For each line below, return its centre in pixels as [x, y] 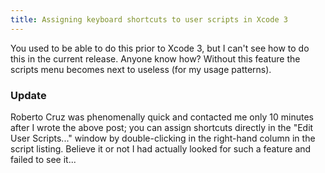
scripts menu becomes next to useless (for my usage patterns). [141, 69]
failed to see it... [43, 159]
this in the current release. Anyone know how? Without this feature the [155, 58]
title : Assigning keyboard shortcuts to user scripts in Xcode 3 [149, 19]
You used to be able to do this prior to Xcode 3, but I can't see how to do [160, 48]
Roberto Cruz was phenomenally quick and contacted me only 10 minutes [162, 117]
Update [28, 95]
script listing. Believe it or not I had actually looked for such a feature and [161, 148]
